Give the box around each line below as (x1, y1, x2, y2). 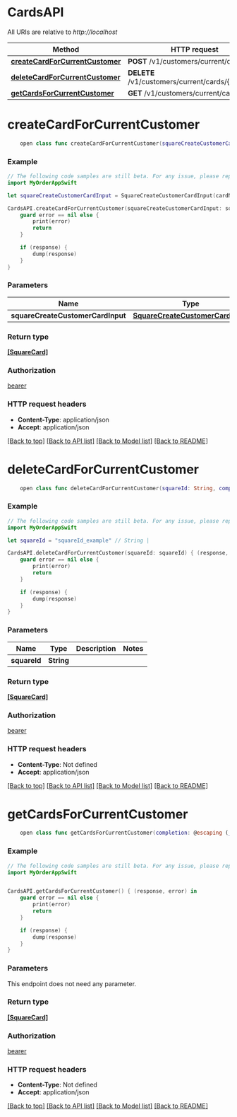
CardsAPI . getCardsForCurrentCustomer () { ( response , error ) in (7, 888, 197, 895)
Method (52, 44, 80, 54)
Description (75, 643, 116, 653)
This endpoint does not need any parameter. (7, 979, 136, 988)
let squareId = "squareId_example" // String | (7, 537, 150, 544)
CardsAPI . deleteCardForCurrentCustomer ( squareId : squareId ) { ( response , (7, 550, 229, 557)
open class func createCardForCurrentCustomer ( (20, 139, 162, 147)
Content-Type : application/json (17, 415, 109, 424)
